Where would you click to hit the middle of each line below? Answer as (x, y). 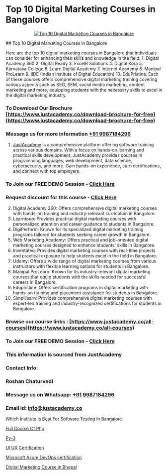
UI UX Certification (25, 448)
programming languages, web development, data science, (72, 161)
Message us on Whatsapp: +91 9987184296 (60, 394)
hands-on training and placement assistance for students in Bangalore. (85, 293)
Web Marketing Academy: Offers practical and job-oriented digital (81, 240)
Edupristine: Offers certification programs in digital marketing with (81, 288)
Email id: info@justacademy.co (44, 408)
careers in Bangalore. (35, 282)
